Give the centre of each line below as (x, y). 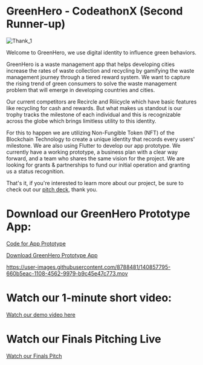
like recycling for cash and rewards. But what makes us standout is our (94, 108)
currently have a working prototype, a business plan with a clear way (92, 152)
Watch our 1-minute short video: (89, 298)
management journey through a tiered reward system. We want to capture (98, 77)
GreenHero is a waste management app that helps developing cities (91, 64)
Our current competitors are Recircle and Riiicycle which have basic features (101, 102)
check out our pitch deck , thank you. (52, 189)
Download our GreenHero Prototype (98, 214)
